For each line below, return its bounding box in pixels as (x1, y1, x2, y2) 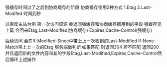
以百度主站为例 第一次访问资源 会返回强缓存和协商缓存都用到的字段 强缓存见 (5, 21, 162, 27)
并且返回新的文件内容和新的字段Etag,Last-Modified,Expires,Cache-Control (5, 50, 158, 56)
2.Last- (137, 4, 152, 10)
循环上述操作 (9, 57, 36, 62)
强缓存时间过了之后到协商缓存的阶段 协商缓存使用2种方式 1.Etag (5, 4, 136, 10)
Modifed (5, 10, 22, 16)
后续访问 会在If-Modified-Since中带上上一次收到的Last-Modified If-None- (5, 38, 156, 44)
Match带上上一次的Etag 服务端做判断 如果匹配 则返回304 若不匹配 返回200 (5, 44, 160, 50)
